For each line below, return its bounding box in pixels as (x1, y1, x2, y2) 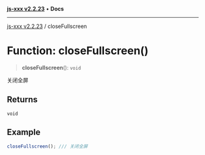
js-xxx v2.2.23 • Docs (7, 5, 64, 12)
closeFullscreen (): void (21, 64, 82, 71)
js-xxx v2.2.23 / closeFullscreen (7, 22, 88, 30)
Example (7, 127, 41, 137)
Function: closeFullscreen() (7, 44, 148, 58)
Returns (7, 94, 38, 105)
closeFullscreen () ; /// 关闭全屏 (7, 143, 88, 150)
